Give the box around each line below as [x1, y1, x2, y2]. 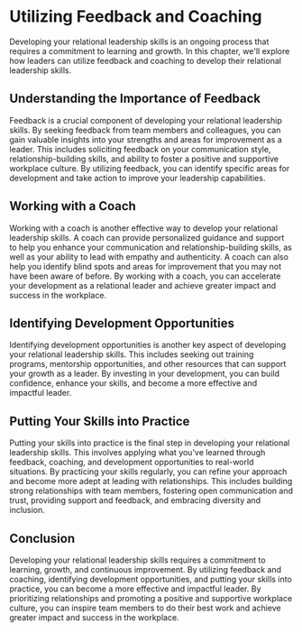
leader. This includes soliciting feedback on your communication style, [9, 143, 271, 154]
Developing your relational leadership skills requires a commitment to [9, 554, 266, 565]
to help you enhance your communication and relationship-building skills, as [9, 242, 293, 252]
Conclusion [9, 530, 76, 546]
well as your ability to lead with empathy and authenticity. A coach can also [9, 251, 288, 262]
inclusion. [9, 505, 45, 516]
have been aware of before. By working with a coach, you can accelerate [9, 270, 281, 281]
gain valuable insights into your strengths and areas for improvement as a [9, 133, 282, 145]
